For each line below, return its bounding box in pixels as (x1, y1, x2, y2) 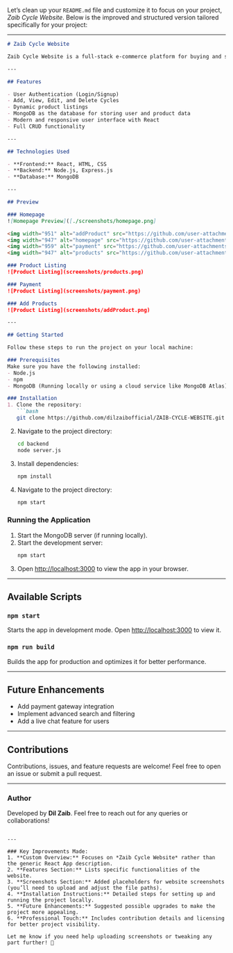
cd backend (17, 440, 49, 447)
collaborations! (7, 816, 50, 825)
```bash (16, 408, 39, 415)
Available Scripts (7, 590, 82, 603)
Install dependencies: (17, 459, 79, 467)
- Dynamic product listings (7, 103, 89, 110)
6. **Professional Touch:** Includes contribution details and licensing (7, 915, 225, 922)
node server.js (17, 447, 62, 454)
